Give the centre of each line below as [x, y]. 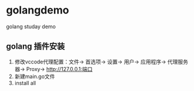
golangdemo [38, 10]
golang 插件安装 [36, 47]
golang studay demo [31, 26]
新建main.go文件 [35, 76]
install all [25, 83]
